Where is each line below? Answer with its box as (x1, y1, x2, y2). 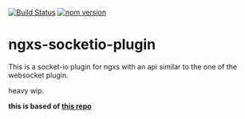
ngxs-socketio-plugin (8, 36, 156, 54)
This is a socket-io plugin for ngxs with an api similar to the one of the (8, 61, 238, 71)
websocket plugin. (8, 70, 69, 80)
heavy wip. (8, 85, 45, 95)
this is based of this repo (8, 101, 92, 111)
